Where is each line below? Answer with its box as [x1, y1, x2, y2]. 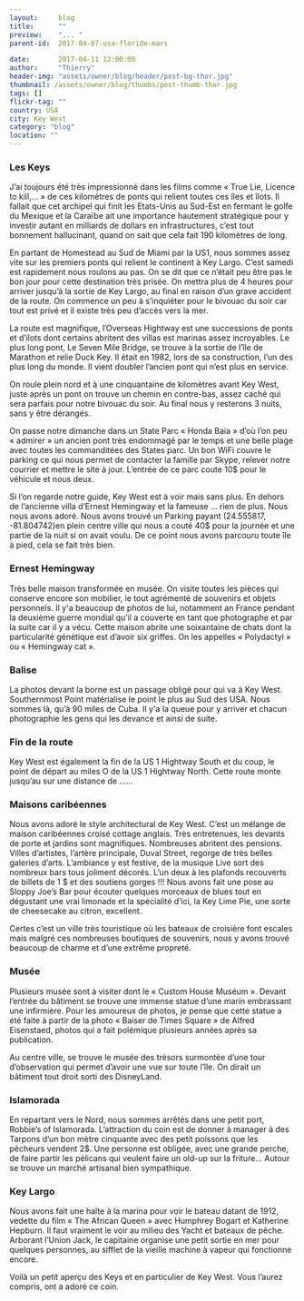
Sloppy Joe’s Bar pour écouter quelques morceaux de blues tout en [9, 886, 261, 897]
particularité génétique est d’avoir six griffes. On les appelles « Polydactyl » [9, 631, 291, 642]
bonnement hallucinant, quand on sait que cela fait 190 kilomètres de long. [9, 230, 288, 241]
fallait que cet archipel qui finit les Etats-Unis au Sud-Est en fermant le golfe [9, 201, 293, 212]
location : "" [9, 131, 59, 141]
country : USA [9, 105, 59, 114]
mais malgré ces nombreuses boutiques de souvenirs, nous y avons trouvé [9, 932, 290, 944]
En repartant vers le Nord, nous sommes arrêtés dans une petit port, [9, 1114, 265, 1126]
